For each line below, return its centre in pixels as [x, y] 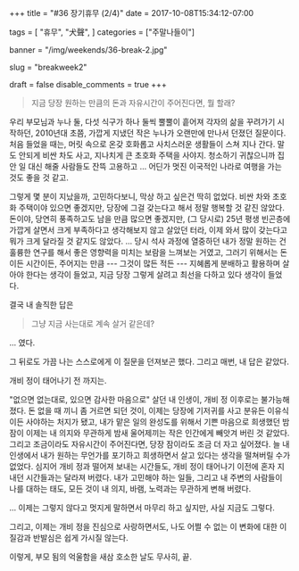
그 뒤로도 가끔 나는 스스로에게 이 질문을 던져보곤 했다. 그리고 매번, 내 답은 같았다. [149, 361]
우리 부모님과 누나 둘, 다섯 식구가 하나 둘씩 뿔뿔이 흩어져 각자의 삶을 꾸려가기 [142, 122]
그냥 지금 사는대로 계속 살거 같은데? [92, 323]
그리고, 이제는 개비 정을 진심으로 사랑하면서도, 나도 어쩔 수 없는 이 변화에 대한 [144, 526]
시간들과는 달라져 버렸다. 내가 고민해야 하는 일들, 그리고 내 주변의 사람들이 [154, 477]
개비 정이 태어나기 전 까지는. [58, 381]
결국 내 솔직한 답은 [42, 305]
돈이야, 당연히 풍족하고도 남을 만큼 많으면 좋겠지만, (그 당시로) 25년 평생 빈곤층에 [150, 219]
